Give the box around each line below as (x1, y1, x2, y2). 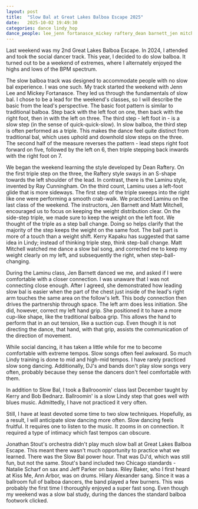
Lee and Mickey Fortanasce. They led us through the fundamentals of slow (6, 90, 188, 97)
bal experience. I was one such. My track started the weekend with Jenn (6, 83, 183, 90)
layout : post (6, 8, 38, 15)
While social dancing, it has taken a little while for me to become (6, 344, 162, 351)
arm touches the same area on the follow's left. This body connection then (6, 295, 187, 302)
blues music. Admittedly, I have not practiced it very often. (6, 399, 148, 406)
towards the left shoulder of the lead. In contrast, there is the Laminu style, (6, 177, 187, 184)
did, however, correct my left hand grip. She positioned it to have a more (6, 307, 181, 314)
